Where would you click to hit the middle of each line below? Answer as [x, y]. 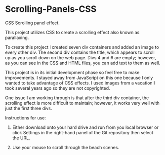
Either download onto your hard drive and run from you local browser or [85, 127]
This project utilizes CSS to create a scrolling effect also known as [72, 32]
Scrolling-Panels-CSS [51, 9]
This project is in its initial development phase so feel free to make [72, 72]
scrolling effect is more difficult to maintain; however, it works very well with [82, 103]
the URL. [21, 138]
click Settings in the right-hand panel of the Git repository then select [83, 132]
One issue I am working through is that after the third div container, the [77, 98]
